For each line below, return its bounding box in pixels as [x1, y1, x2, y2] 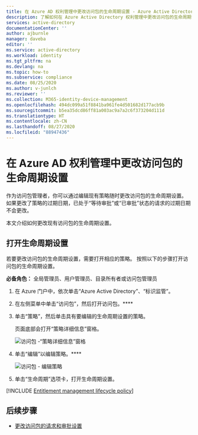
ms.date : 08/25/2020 [6, 80, 57, 86]
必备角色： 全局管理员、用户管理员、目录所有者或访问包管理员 [6, 275, 157, 282]
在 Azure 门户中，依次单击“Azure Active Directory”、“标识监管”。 [14, 287, 174, 295]
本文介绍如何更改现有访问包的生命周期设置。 [6, 219, 115, 226]
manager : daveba [6, 36, 46, 42]
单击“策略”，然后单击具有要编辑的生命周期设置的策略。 [14, 312, 149, 319]
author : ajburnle [6, 31, 49, 37]
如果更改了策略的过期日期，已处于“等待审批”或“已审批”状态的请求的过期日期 [6, 199, 191, 207]
